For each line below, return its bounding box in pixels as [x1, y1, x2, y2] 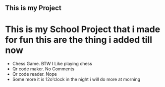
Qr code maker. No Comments [12, 66, 75, 72]
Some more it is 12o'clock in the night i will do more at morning [12, 76, 141, 83]
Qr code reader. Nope [12, 71, 57, 77]
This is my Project [5, 4, 62, 12]
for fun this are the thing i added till [5, 34, 153, 45]
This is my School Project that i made [5, 24, 161, 35]
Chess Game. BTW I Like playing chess [12, 61, 93, 67]
